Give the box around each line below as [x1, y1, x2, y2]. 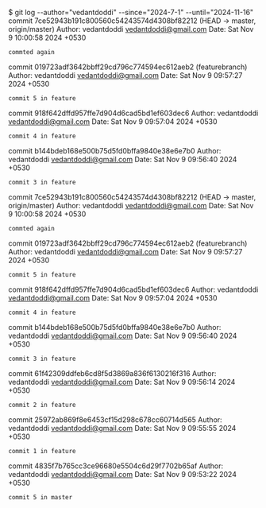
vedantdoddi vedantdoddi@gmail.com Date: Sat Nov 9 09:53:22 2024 [8, 470, 237, 479]
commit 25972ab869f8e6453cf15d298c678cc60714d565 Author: [8, 415, 222, 425]
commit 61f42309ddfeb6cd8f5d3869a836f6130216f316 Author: [8, 369, 217, 378]
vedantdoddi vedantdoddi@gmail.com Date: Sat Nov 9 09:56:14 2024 [8, 378, 236, 386]
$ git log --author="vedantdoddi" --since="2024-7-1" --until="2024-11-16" [8, 8, 254, 17]
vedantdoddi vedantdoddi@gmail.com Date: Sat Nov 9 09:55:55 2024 [8, 424, 237, 432]
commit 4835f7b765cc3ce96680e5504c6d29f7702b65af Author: [8, 461, 224, 471]
